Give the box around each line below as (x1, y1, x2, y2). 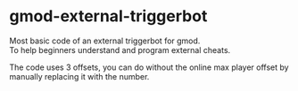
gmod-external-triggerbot (9, 6, 208, 27)
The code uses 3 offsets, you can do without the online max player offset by (9, 62, 289, 72)
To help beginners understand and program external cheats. (9, 44, 231, 55)
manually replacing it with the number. (9, 71, 150, 81)
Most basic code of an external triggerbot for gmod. (9, 35, 201, 46)
